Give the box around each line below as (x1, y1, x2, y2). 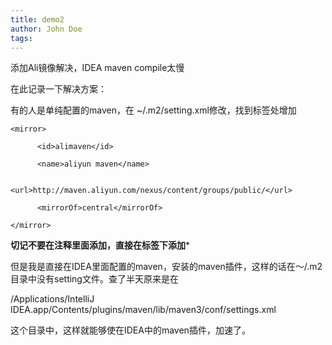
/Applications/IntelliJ (10, 293, 95, 305)
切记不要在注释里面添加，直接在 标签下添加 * (10, 239, 191, 251)
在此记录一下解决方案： (10, 83, 107, 95)
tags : (10, 33, 33, 43)
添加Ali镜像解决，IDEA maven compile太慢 (10, 62, 185, 74)
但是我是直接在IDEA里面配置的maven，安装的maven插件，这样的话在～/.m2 (10, 261, 323, 273)
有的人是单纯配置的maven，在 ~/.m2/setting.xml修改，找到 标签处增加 (10, 104, 297, 116)
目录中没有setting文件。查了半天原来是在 (10, 273, 179, 285)
